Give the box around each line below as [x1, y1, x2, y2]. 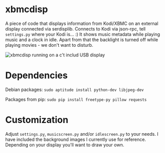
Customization [5, 114, 68, 126]
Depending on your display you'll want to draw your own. [5, 141, 125, 148]
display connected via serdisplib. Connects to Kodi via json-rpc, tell [5, 25, 146, 32]
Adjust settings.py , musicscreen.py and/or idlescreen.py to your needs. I [5, 131, 158, 137]
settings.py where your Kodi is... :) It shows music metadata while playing [5, 31, 160, 37]
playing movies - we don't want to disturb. [5, 42, 94, 48]
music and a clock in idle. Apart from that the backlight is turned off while [5, 37, 158, 43]
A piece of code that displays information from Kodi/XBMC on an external [5, 20, 158, 26]
